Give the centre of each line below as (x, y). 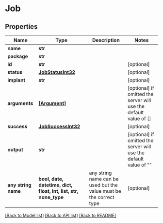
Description (106, 40)
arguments (20, 103)
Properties (21, 27)
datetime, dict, (56, 185)
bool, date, (51, 179)
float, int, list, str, (58, 191)
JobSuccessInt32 (59, 126)
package (18, 56)
